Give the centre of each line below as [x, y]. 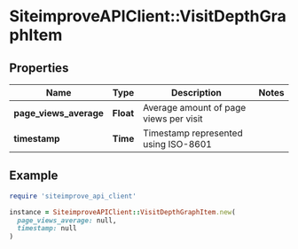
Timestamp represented [193, 133]
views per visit [173, 119]
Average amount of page [195, 108]
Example [34, 176]
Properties [39, 68]
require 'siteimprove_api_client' [73, 196]
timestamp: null [47, 229]
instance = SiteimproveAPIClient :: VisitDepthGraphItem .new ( [123, 212]
